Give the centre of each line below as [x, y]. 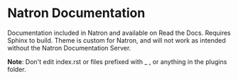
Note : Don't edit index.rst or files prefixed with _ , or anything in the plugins [117, 61]
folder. [17, 69]
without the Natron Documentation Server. [69, 48]
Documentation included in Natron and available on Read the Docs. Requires [119, 33]
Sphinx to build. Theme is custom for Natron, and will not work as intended [117, 40]
